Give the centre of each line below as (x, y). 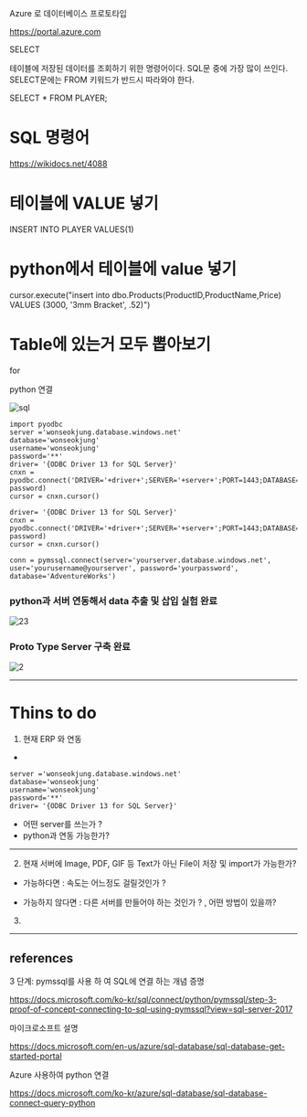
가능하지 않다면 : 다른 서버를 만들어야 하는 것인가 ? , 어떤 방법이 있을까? (149, 902)
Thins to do (53, 713)
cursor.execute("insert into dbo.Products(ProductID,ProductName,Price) (145, 294)
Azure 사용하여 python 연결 (59, 1075)
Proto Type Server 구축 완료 (70, 646)
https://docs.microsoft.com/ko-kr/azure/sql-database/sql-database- (138, 1093)
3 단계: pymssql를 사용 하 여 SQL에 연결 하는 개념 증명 (107, 982)
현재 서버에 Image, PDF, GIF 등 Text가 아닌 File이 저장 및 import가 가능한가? (159, 864)
